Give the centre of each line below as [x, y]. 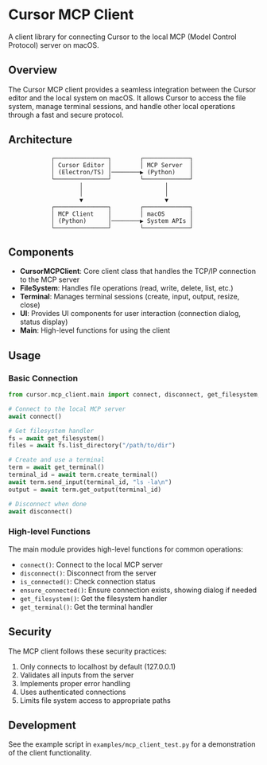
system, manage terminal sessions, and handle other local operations [122, 106]
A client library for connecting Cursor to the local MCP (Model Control [122, 37]
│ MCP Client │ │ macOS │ [122, 214]
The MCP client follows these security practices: [87, 651]
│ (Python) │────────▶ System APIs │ [122, 221]
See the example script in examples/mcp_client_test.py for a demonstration [132, 744]
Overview [33, 70]
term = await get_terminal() [56, 467]
